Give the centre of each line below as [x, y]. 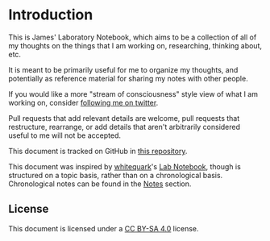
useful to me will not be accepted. [64, 135]
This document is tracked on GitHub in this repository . [98, 151]
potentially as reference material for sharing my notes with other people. [128, 78]
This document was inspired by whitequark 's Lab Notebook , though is [125, 166]
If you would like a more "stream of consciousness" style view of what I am [133, 93]
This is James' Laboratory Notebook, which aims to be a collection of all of [133, 37]
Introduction [51, 15]
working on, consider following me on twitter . [83, 102]
